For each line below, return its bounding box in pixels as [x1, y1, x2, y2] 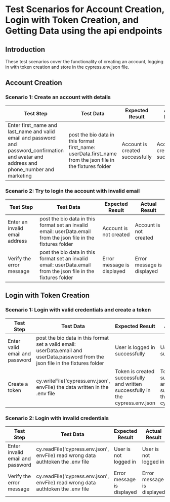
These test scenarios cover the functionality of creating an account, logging [5, 59, 163, 64]
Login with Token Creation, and [5, 14, 139, 26]
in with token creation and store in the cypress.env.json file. [5, 64, 130, 70]
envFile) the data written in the [36, 383, 109, 390]
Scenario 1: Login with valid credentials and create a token [5, 306, 151, 313]
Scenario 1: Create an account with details [5, 94, 111, 101]
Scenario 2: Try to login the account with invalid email [5, 187, 140, 194]
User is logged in [114, 344, 155, 351]
